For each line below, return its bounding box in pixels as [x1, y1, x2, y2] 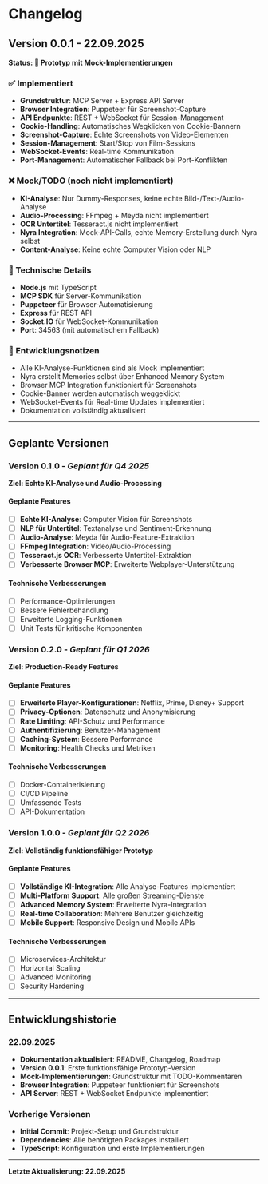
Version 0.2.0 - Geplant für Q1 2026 [8, 644, 150, 655]
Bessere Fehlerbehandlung [19, 605, 109, 615]
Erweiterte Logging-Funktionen [19, 614, 123, 624]
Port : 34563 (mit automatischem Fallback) [19, 325, 160, 334]
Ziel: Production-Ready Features [8, 662, 119, 672]
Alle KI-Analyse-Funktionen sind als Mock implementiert [19, 363, 205, 373]
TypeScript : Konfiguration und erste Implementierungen [19, 1144, 205, 1154]
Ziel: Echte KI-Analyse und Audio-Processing [8, 478, 162, 488]
